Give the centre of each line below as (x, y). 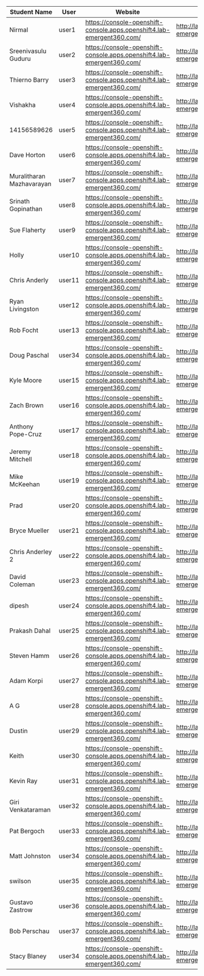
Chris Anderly (29, 280)
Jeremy (20, 452)
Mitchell (21, 459)
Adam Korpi (26, 681)
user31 (69, 781)
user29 (69, 731)
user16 (69, 405)
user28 (69, 706)
